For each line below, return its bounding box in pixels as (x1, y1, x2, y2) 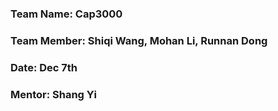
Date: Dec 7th (10, 60, 78, 74)
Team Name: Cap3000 (10, 7, 123, 21)
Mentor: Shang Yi (10, 87, 97, 101)
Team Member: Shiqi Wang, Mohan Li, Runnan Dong (10, 33, 268, 47)
